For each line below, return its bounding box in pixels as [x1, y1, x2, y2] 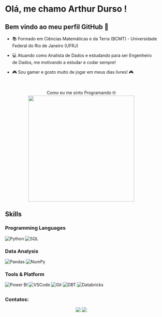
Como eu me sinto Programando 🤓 [46, 90, 116, 95]
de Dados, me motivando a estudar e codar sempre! [12, 60, 116, 65]
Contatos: [5, 296, 29, 302]
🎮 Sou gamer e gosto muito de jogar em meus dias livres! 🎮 [12, 69, 134, 75]
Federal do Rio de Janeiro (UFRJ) [12, 43, 79, 48]
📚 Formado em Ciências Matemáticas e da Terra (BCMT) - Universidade [12, 36, 157, 42]
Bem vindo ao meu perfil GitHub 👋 [5, 23, 109, 31]
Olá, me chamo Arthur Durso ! [5, 3, 127, 15]
